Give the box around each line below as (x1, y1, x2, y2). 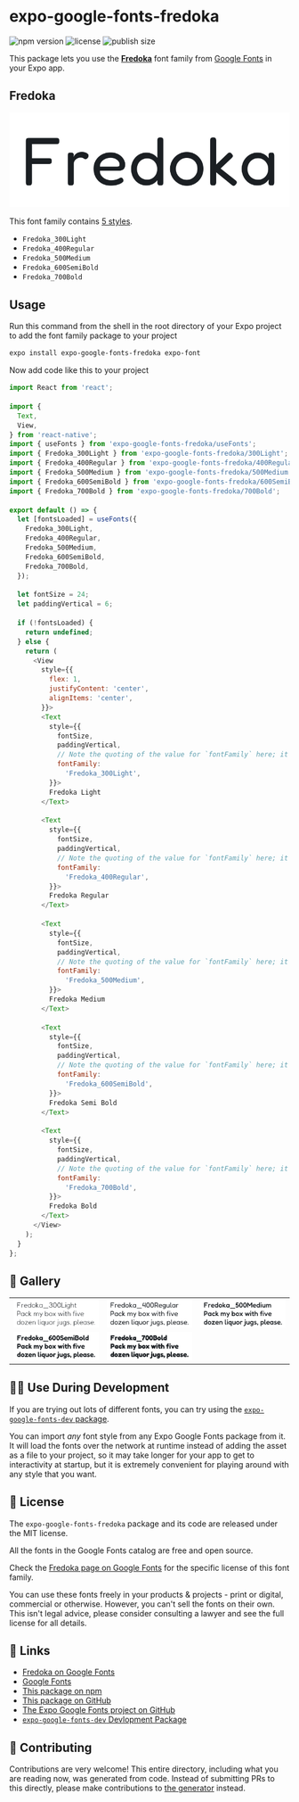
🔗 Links (9, 1643, 51, 1658)
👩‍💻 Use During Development (9, 1380, 170, 1395)
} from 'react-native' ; (9, 430, 98, 439)
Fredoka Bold (48, 1202, 98, 1211)
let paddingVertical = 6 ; (17, 599, 114, 608)
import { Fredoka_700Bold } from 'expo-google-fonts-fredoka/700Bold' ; (9, 486, 280, 496)
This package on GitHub (21, 1695, 111, 1706)
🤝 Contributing (9, 1740, 93, 1755)
